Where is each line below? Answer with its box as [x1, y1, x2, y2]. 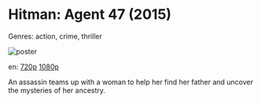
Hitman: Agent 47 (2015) [8, 6, 171, 24]
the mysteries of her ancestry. [8, 85, 106, 95]
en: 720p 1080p [8, 61, 59, 72]
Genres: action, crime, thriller [8, 31, 102, 41]
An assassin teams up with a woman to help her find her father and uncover [8, 77, 254, 86]
